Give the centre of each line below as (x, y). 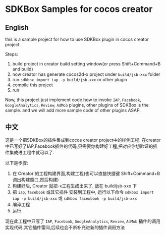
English (17, 28)
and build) (23, 69)
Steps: (12, 54)
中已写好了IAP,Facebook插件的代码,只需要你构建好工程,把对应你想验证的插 (81, 146)
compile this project (32, 85)
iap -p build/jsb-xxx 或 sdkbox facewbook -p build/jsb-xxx (75, 198)
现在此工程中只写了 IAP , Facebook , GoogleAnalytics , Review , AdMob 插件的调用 (83, 221)
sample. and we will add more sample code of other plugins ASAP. (73, 110)
